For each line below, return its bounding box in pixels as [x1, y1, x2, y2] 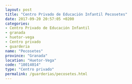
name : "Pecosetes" [5, 48, 43, 53]
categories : [5, 21, 30, 26]
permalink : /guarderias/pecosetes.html [5, 72, 88, 77]
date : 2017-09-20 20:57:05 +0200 [5, 16, 74, 21]
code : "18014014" [5, 62, 41, 67]
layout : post [5, 7, 32, 12]
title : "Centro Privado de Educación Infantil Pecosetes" [5, 12, 128, 17]
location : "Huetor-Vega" [5, 58, 57, 63]
